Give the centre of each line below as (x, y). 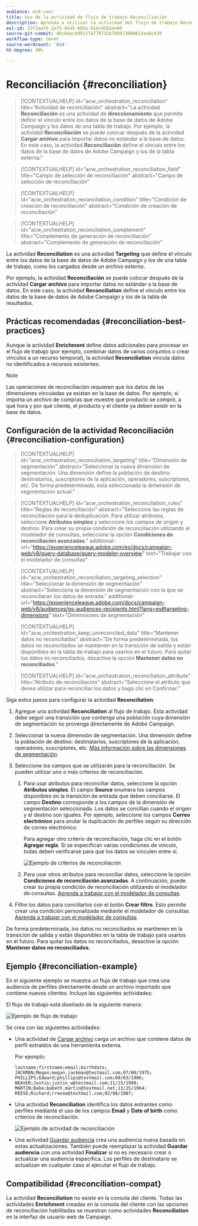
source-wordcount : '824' (37, 45)
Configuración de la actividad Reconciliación (90, 430)
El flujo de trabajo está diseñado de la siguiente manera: (74, 1005)
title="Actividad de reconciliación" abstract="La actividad (90, 107)
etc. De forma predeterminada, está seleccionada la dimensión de (100, 485)
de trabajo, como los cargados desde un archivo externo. (76, 266)
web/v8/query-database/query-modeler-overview (81, 553)
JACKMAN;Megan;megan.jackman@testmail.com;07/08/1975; (83, 1073)
